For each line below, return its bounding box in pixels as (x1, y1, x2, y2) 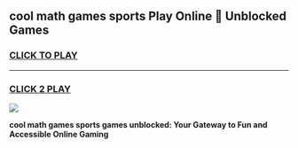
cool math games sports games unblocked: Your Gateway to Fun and (9, 119, 268, 129)
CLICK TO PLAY (9, 50, 78, 62)
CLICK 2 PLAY (9, 82, 71, 95)
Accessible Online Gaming (9, 129, 109, 139)
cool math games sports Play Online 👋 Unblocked (9, 9, 286, 24)
